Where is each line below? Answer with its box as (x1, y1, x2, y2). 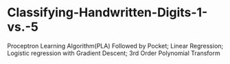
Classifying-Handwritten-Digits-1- (7, 5, 208, 20)
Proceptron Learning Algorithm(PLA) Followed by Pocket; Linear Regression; (7, 42, 224, 50)
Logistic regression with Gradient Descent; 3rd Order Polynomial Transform (7, 49, 221, 57)
